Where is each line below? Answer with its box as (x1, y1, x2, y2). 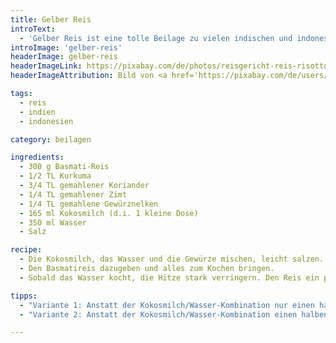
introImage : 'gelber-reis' (10, 42, 123, 53)
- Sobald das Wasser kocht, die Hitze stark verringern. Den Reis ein (19, 272, 320, 283)
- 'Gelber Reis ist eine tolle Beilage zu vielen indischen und (19, 33, 293, 43)
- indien (19, 107, 56, 117)
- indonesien (19, 116, 74, 126)
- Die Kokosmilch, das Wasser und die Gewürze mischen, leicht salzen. (19, 254, 325, 265)
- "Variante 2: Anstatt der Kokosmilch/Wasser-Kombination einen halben (19, 309, 329, 320)
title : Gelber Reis (10, 14, 92, 25)
